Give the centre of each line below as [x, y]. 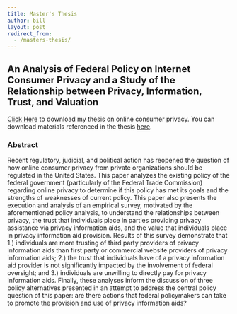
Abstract [23, 144]
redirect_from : [30, 34]
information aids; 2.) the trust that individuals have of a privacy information [116, 258]
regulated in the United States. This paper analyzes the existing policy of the [118, 175]
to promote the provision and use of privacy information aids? [97, 303]
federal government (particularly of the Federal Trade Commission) [105, 183]
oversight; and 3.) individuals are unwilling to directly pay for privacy [107, 273]
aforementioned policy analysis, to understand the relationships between [114, 213]
